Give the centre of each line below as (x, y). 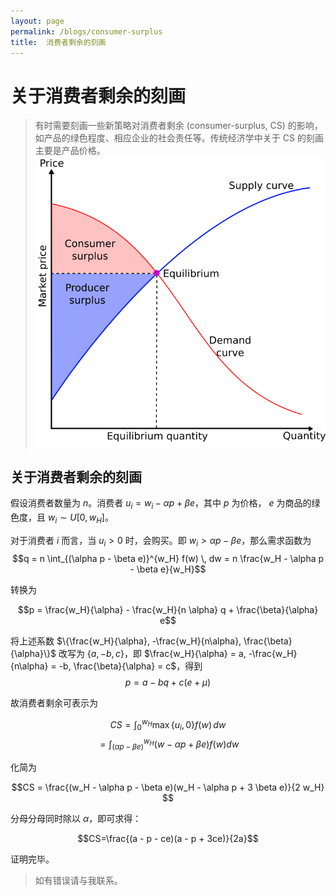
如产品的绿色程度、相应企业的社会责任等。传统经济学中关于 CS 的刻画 (179, 138)
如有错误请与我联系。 (78, 880)
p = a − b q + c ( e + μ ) (168, 682)
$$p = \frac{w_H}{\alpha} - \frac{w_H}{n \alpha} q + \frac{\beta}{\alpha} (168, 609)
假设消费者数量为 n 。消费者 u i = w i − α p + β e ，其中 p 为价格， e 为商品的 (161, 504)
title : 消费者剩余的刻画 (58, 42)
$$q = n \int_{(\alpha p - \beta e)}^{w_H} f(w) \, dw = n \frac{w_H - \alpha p (168, 558)
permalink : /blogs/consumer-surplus (86, 31)
